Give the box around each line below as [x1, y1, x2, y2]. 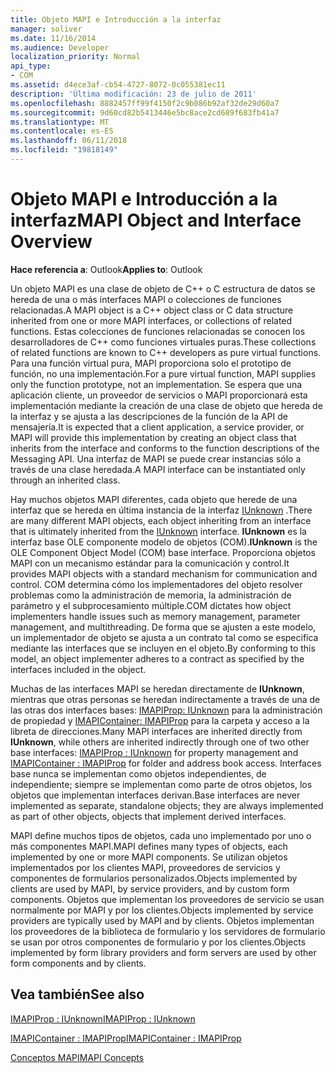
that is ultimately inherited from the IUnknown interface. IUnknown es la [10, 525, 307, 537]
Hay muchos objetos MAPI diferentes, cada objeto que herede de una [10, 493, 298, 505]
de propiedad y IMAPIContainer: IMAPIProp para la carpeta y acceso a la [10, 714, 310, 726]
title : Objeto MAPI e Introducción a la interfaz [10, 14, 222, 25]
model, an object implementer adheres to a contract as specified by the [10, 652, 305, 665]
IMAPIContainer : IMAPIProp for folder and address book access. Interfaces [10, 757, 322, 769]
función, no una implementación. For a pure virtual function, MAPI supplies [10, 367, 317, 380]
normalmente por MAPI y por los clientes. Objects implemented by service [10, 904, 314, 916]
